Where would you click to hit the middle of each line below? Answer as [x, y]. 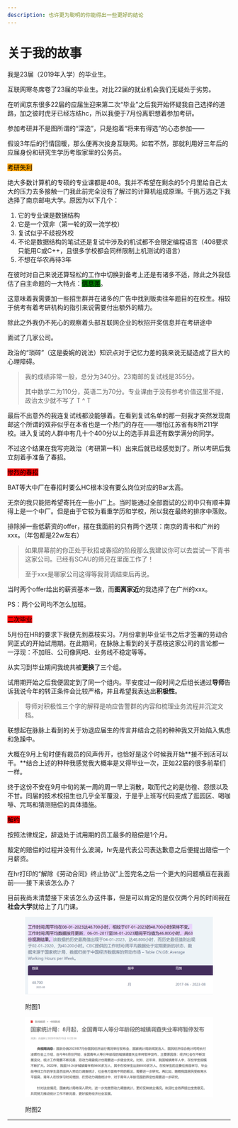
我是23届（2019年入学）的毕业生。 [58, 74]
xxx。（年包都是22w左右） [45, 535]
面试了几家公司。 [32, 337]
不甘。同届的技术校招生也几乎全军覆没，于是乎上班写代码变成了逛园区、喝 [116, 795]
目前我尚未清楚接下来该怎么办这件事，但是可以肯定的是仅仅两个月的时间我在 [119, 898]
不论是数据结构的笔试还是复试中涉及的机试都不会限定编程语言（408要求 [123, 242]
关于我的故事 [45, 53]
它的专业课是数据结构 [49, 215]
